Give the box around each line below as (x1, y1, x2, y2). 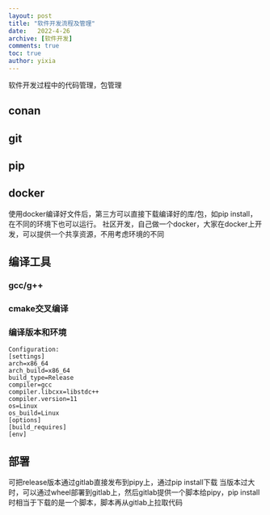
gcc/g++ (8, 280, 44, 291)
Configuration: (8, 345, 60, 354)
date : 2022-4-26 (8, 27, 70, 35)
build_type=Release (8, 374, 74, 382)
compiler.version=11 (8, 395, 78, 403)
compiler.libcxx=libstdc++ (8, 388, 99, 396)
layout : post (8, 11, 53, 20)
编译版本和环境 (8, 327, 67, 338)
